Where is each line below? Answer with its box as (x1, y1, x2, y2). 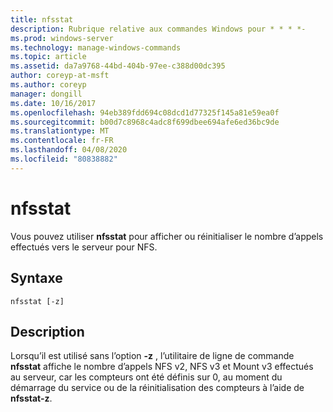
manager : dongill (10, 89, 83, 99)
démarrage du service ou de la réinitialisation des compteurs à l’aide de (10, 382, 305, 394)
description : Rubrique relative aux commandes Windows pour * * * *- (10, 24, 307, 34)
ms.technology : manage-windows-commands (10, 42, 182, 53)
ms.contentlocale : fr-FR (10, 136, 114, 146)
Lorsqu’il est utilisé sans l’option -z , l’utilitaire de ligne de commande (10, 350, 295, 362)
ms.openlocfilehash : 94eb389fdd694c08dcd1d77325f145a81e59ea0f (10, 107, 280, 118)
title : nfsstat (10, 14, 74, 25)
